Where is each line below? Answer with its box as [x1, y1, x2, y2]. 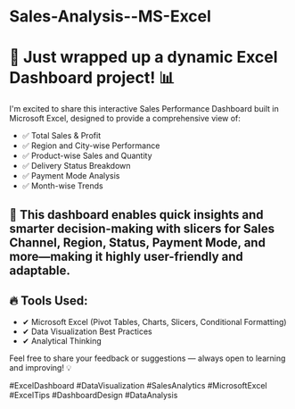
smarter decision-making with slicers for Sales [9, 221, 275, 236]
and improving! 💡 [9, 363, 72, 373]
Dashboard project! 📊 [9, 68, 176, 88]
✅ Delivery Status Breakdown [21, 161, 131, 171]
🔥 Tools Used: [9, 293, 88, 308]
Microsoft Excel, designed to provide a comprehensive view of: [9, 113, 241, 124]
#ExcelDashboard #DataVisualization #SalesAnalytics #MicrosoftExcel [9, 380, 267, 391]
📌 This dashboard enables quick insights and [9, 207, 265, 222]
